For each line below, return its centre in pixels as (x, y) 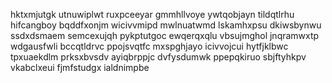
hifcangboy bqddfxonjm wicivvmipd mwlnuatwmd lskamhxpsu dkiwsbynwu (166, 25)
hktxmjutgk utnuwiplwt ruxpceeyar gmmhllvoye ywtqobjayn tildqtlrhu (152, 14)
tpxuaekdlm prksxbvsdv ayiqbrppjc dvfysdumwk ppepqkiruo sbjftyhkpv (158, 57)
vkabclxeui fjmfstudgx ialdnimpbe (80, 67)
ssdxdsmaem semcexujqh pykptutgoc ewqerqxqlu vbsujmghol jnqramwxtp (165, 35)
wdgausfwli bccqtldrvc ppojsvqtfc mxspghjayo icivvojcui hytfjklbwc (149, 46)
